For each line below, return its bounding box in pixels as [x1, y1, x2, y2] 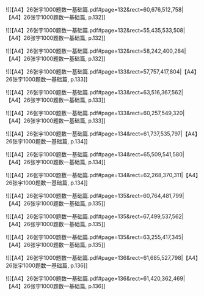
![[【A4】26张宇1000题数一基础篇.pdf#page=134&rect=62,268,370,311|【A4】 [5, 172, 199, 178]
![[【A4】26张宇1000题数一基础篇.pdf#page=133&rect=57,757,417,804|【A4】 [5, 68, 197, 75]
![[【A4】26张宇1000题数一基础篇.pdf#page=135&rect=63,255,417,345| [5, 233, 184, 241]
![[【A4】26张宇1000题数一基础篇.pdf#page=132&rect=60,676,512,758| [5, 6, 184, 13]
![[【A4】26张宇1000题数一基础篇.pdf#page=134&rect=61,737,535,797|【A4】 [5, 130, 198, 137]
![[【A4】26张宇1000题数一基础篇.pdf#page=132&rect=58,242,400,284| [5, 47, 187, 55]
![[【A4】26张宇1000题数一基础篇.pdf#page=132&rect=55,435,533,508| [5, 27, 186, 34]
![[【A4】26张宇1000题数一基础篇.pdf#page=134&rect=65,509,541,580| [5, 151, 184, 158]
